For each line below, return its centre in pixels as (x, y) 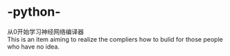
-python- (34, 12)
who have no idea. (34, 46)
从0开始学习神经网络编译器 (46, 31)
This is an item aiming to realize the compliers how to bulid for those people (115, 39)
